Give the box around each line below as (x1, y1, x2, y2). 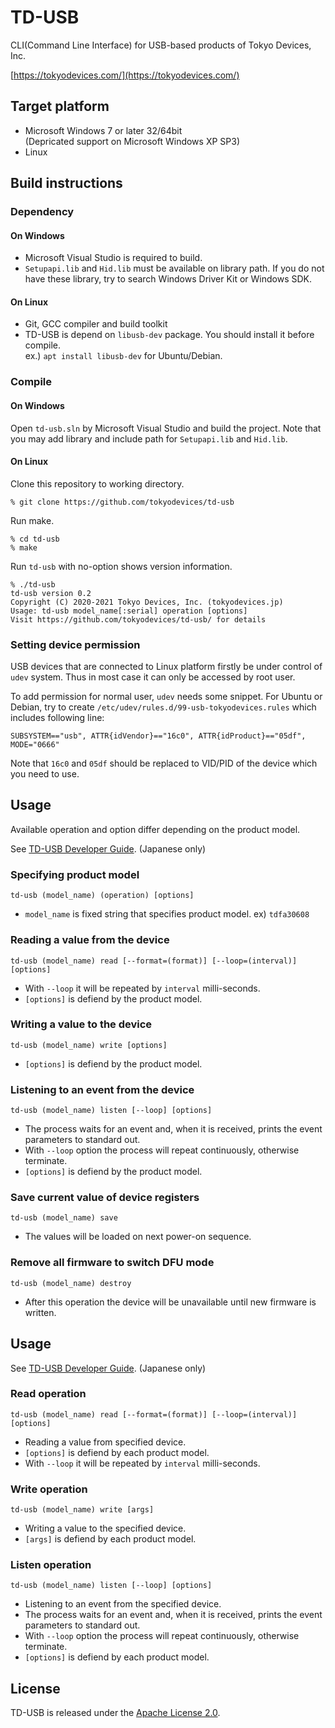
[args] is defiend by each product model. (24, 1533, 197, 1545)
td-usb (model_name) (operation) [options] (10, 891, 195, 901)
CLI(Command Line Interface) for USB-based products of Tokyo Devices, (10, 39, 312, 51)
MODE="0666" (10, 740, 60, 750)
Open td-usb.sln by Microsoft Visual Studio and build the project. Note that (10, 422, 322, 434)
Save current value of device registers (10, 1191, 200, 1205)
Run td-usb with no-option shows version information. (10, 560, 233, 572)
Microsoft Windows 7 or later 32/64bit (24, 124, 183, 136)
